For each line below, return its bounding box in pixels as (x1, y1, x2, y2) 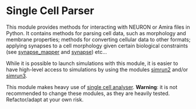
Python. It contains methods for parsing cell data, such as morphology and (6, 29, 186, 36)
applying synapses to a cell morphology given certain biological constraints (6, 42, 188, 49)
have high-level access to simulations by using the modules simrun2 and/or (6, 66, 188, 73)
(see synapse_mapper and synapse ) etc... (6, 48, 107, 55)
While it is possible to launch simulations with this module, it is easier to (6, 60, 178, 67)
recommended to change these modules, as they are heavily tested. (6, 90, 170, 97)
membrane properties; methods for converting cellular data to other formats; (6, 36, 191, 43)
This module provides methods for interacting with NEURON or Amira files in (6, 23, 190, 30)
